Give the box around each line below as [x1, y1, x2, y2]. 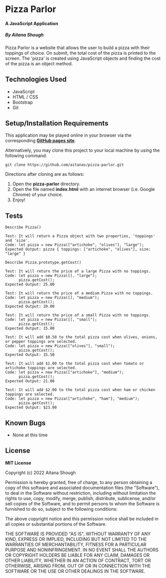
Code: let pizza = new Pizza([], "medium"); [5, 295, 99, 300]
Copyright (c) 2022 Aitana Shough [5, 470, 76, 476]
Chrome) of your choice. [12, 192, 63, 198]
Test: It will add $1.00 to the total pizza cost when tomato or [5, 361, 144, 366]
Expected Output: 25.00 [5, 282, 55, 287]
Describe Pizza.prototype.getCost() [5, 260, 81, 265]
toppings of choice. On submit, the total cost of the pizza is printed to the [5, 50, 156, 56]
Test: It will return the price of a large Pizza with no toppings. [5, 269, 151, 274]
